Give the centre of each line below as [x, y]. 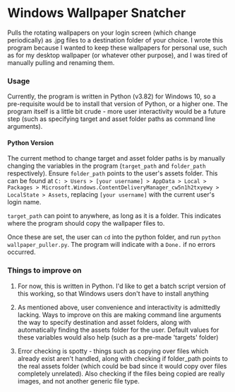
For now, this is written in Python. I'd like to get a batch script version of [121, 286]
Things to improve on [44, 270]
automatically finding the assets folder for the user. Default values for [118, 330]
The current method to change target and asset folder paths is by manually [116, 158]
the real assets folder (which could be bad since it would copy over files [122, 366]
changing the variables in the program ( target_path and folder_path [107, 166]
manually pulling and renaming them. [61, 62]
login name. [24, 202]
